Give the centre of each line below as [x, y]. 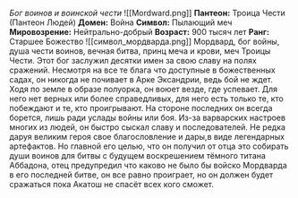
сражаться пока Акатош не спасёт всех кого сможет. [112, 184]
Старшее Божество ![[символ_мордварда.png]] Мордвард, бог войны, [145, 41]
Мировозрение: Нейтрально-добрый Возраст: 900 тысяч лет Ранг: [140, 32]
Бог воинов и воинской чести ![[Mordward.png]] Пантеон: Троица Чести [148, 13]
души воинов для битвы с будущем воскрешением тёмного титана [138, 155]
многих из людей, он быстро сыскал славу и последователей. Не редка [148, 127]
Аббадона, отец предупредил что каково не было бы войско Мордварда [149, 165]
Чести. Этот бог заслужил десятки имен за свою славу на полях [133, 60]
